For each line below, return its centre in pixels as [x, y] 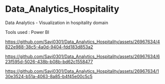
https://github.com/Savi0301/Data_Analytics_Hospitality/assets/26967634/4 [83, 42]
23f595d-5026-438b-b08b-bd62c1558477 [49, 61]
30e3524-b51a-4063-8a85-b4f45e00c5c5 [49, 76]
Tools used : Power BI [27, 32]
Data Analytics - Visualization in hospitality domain [57, 23]
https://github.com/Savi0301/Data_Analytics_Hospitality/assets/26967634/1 [82, 71]
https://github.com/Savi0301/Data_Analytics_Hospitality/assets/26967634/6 [82, 56]
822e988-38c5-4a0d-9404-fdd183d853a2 [49, 47]
